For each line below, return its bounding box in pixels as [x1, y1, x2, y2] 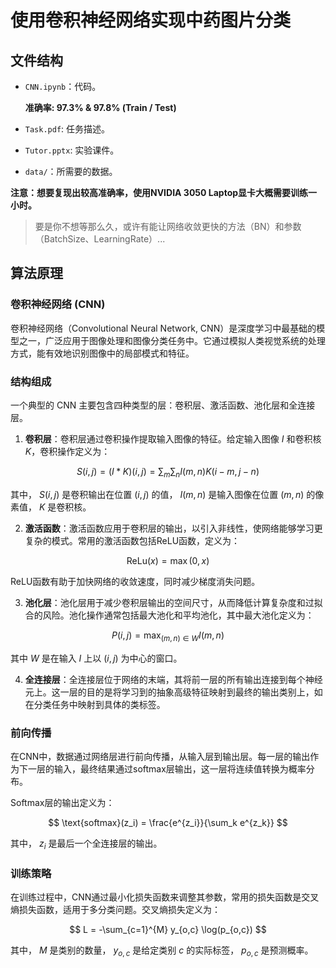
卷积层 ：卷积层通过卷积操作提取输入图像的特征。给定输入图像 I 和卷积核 [24, 432, 322, 445]
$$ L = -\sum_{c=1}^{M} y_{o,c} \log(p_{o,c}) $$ [69, 923, 267, 935]
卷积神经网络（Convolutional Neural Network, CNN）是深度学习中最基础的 [10, 322, 317, 334]
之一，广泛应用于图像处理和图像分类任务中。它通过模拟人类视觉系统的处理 [18, 334, 326, 346]
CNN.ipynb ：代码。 [24, 81, 102, 92]
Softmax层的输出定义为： [10, 796, 115, 808]
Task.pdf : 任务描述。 [24, 123, 111, 135]
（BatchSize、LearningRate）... [34, 233, 166, 245]
